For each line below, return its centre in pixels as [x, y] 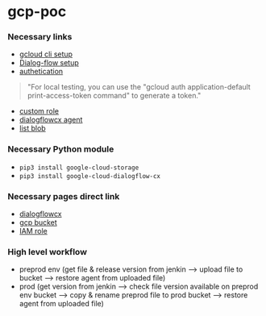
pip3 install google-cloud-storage [79, 168]
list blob [32, 128]
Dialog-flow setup [49, 63]
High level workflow [48, 252]
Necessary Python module [61, 149]
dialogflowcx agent [51, 120]
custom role [39, 111]
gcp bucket [38, 222]
